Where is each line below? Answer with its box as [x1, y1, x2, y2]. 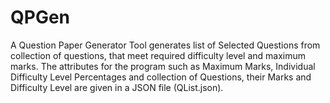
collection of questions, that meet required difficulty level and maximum [10, 49, 306, 61]
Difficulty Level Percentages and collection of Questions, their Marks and [10, 71, 312, 83]
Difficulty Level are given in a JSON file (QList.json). [10, 81, 224, 93]
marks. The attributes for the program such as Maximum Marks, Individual [10, 60, 316, 72]
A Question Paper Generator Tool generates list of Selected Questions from [10, 39, 321, 51]
